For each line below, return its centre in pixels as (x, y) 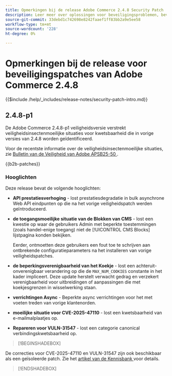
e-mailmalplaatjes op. (36, 318)
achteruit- (146, 266)
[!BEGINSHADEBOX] (39, 343)
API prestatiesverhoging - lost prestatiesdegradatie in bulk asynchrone (89, 198)
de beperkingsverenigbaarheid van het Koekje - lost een (74, 266)
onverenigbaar (28, 271)
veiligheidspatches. (33, 256)
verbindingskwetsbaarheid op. (45, 334)
